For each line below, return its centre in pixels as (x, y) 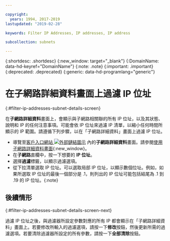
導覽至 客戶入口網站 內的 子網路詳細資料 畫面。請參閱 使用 (88, 142)
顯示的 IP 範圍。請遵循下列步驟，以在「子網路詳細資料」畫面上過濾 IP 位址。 (85, 131)
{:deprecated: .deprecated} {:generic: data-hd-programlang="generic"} (80, 72)
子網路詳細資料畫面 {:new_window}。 (51, 149)
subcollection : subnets (30, 42)
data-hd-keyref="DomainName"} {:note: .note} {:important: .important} (79, 66)
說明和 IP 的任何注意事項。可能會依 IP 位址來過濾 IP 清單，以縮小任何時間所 (84, 125)
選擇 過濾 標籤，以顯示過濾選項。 (46, 161)
